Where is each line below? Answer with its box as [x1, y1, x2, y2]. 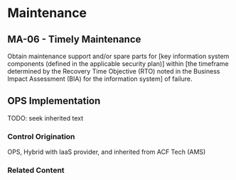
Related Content [7, 165, 65, 175]
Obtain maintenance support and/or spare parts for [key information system [7, 52, 230, 60]
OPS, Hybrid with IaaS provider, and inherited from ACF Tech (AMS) [7, 147, 206, 157]
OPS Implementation [7, 95, 101, 107]
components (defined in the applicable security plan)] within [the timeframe [7, 60, 229, 68]
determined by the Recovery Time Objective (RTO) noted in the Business [7, 67, 220, 75]
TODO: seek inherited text [7, 113, 84, 122]
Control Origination [7, 131, 75, 141]
